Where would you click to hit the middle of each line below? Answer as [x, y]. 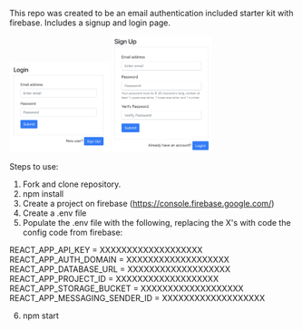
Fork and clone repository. [72, 184]
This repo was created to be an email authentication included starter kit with [151, 13]
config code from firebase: [73, 233]
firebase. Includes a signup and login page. [90, 23]
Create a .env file [54, 213]
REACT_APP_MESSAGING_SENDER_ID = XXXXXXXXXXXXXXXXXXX [137, 298]
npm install [43, 194]
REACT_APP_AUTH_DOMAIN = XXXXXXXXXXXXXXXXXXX [119, 260]
